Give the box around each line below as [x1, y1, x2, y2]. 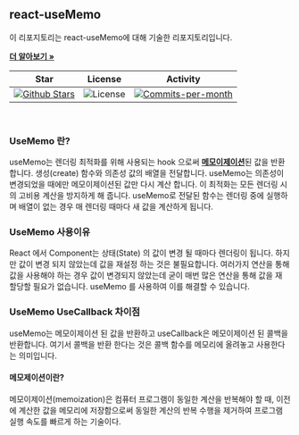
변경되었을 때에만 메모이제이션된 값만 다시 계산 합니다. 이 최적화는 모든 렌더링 [9, 179, 278, 190]
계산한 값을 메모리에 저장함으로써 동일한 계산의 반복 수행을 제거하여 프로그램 [18, 405, 284, 415]
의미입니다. [18, 350, 58, 361]
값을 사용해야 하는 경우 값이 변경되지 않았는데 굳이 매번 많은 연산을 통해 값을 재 [9, 270, 283, 280]
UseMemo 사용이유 [9, 226, 91, 238]
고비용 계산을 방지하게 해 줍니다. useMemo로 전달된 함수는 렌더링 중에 [18, 190, 265, 201]
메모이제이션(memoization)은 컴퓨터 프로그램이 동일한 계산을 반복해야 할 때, [9, 393, 275, 405]
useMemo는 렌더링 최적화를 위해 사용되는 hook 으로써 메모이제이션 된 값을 [9, 156, 270, 168]
